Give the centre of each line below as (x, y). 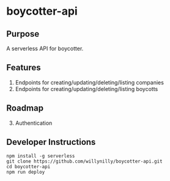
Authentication (34, 123)
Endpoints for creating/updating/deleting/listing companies (89, 82)
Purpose (23, 34)
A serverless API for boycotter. (45, 48)
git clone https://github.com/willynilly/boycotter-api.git (85, 161)
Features (24, 68)
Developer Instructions (51, 142)
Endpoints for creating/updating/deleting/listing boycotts (87, 89)
